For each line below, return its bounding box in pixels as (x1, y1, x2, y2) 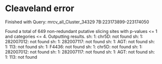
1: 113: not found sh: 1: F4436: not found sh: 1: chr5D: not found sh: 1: (5, 44, 143, 49)
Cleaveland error (5, 3, 74, 14)
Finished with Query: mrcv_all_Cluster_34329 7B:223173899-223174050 (5, 19, 149, 25)
